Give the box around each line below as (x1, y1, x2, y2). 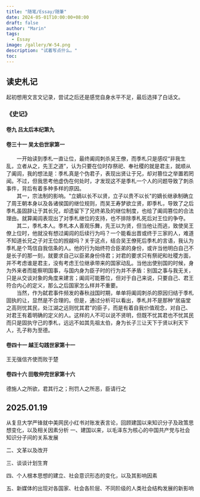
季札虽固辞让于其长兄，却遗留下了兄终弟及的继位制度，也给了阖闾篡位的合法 (6, 207, 194, 215)
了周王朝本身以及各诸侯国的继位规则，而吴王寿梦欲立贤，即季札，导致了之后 (6, 200, 194, 207)
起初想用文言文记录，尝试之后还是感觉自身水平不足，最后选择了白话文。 (6, 94, 183, 101)
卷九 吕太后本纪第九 (6, 126, 55, 133)
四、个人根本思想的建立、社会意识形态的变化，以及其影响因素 (6, 472, 158, 479)
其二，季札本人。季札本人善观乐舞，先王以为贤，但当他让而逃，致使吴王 (17, 222, 194, 230)
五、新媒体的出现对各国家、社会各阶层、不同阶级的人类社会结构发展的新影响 (6, 484, 194, 492)
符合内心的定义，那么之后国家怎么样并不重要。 (6, 282, 121, 289)
